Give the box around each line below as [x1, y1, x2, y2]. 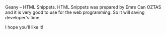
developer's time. [5, 15, 41, 20]
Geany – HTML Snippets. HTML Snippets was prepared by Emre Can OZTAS [5, 4, 162, 10]
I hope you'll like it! [5, 24, 44, 30]
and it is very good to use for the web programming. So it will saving [5, 9, 145, 15]
